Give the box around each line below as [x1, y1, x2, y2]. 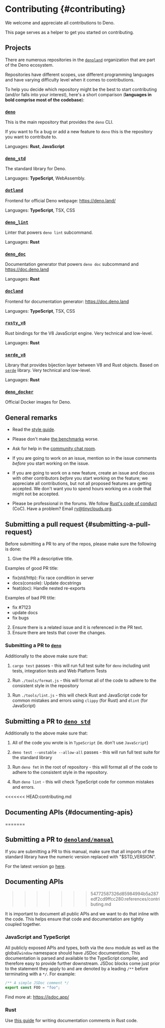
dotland [5, 187, 24, 193]
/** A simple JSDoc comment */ [5, 980, 69, 985]
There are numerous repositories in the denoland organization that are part [5, 57, 156, 63]
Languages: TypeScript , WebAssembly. [5, 175, 86, 181]
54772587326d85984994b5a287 [90, 890, 159, 896]
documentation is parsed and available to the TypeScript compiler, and [5, 955, 148, 961]
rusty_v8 [5, 320, 26, 326]
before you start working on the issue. [12, 460, 89, 467]
